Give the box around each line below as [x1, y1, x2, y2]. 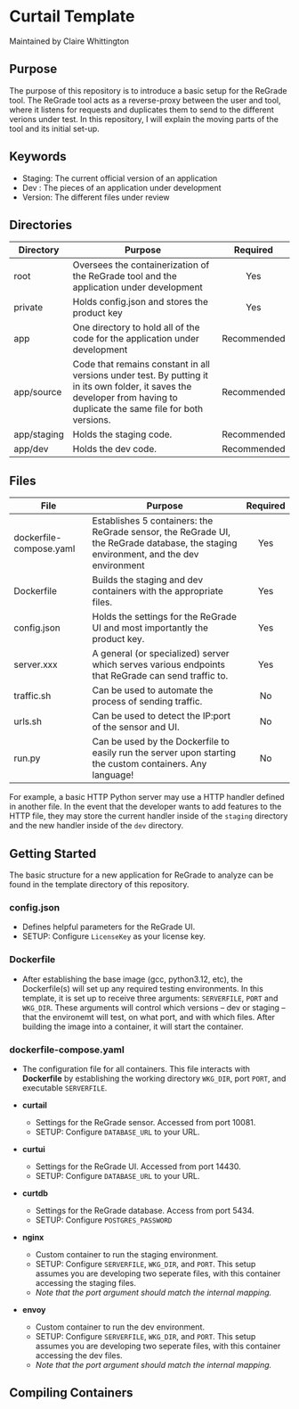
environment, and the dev [92, 548, 199, 561]
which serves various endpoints [92, 658, 225, 671]
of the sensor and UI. [92, 721, 180, 733]
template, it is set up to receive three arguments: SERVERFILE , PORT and [21, 993, 279, 1003]
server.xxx [13, 658, 58, 671]
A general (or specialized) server [92, 647, 230, 660]
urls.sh [13, 715, 43, 728]
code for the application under [72, 333, 200, 345]
